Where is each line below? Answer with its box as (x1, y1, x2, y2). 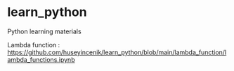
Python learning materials (7, 27, 82, 35)
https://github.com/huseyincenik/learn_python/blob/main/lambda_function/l (7, 48, 227, 56)
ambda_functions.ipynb (7, 55, 75, 63)
